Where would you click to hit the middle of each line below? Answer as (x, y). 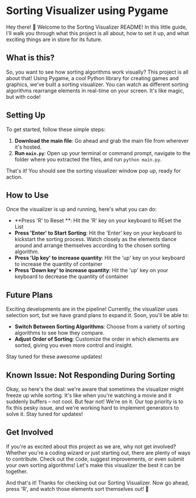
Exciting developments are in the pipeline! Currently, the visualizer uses (92, 309)
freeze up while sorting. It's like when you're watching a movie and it (89, 395)
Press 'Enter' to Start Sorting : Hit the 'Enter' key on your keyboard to (98, 233)
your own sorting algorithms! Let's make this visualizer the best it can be (94, 465)
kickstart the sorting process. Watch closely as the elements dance (95, 239)
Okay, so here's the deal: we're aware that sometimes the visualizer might (95, 389)
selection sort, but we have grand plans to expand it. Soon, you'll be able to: (97, 315)
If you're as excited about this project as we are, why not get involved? (91, 447)
